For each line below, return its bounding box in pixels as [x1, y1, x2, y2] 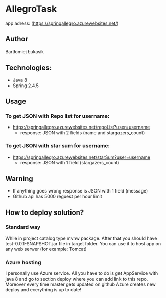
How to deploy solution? [5, 208, 84, 217]
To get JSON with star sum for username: [5, 142, 110, 150]
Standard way [5, 223, 41, 230]
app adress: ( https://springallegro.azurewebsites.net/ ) [5, 20, 119, 26]
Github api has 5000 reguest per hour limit [12, 193, 102, 200]
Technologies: [5, 63, 52, 72]
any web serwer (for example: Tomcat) [5, 246, 87, 252]
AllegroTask [5, 3, 57, 15]
